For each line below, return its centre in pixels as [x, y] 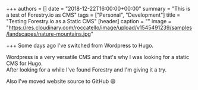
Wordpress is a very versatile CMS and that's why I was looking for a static [98, 57]
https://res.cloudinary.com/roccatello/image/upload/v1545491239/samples [100, 27]
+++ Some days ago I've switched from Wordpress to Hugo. [80, 45]
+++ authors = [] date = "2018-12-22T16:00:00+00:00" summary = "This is [98, 9]
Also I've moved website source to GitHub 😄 [61, 81]
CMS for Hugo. [24, 63]
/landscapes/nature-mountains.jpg [48, 34]
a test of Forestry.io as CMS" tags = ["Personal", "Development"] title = [93, 15]
